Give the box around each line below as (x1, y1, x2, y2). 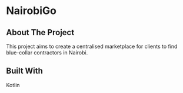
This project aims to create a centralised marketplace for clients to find (6, 43, 178, 50)
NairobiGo (6, 4, 57, 18)
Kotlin (6, 81, 20, 88)
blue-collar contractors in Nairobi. (6, 49, 88, 56)
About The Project (6, 27, 75, 37)
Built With (6, 66, 43, 76)
